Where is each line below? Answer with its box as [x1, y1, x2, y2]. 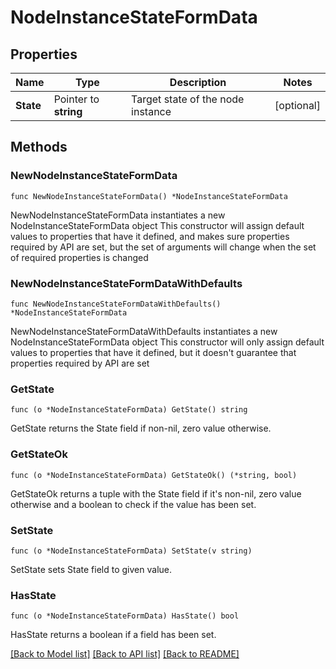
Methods [10, 139, 68, 156]
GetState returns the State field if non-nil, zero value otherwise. [10, 422, 272, 435]
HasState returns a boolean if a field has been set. [10, 629, 217, 641]
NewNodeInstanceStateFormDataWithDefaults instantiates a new [10, 325, 278, 337]
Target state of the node [131, 92, 245, 106]
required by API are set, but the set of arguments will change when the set [10, 241, 317, 253]
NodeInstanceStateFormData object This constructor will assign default [10, 219, 305, 231]
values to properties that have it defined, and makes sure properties [10, 230, 290, 242]
